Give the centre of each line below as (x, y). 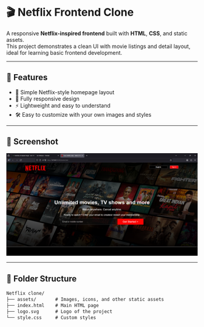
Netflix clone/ (25, 294)
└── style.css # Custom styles (51, 318)
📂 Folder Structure (42, 279)
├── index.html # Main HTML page (53, 306)
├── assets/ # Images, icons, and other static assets (85, 300)
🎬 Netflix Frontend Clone (70, 12)
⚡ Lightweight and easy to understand (63, 105)
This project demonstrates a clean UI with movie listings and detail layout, (98, 46)
